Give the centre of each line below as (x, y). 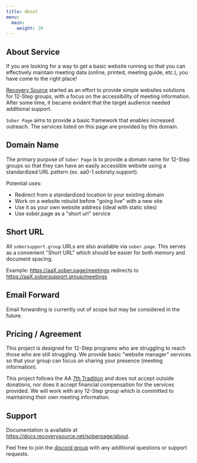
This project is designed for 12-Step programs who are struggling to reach (96, 348)
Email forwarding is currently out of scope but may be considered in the (93, 309)
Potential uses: (24, 183)
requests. (18, 454)
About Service (33, 52)
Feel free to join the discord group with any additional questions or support (96, 448)
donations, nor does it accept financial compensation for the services (90, 385)
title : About (22, 12)
